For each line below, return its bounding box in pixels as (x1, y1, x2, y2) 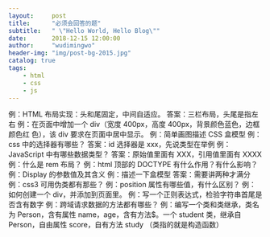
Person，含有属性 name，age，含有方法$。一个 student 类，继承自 (17, 210, 242, 219)
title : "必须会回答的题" (8, 19, 102, 27)
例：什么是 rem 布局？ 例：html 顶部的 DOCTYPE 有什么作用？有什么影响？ (8, 160, 258, 170)
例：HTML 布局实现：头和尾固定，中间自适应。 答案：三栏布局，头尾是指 (8, 109, 251, 119)
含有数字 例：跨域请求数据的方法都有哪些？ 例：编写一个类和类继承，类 (15, 200, 252, 210)
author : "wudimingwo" (8, 42, 95, 50)
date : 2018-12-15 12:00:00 (8, 34, 121, 43)
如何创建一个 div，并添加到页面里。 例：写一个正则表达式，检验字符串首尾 (8, 190, 255, 199)
